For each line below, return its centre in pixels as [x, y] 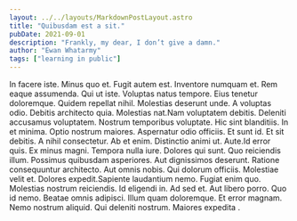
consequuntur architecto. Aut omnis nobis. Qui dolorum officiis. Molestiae [144, 169]
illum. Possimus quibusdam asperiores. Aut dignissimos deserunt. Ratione [144, 160]
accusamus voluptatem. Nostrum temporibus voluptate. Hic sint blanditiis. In [149, 122]
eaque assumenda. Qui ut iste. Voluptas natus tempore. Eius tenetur [133, 94]
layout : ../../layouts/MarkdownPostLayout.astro [101, 17]
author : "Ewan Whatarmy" [55, 51]
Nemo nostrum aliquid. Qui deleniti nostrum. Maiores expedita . [125, 207]
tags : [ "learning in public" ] [65, 59]
